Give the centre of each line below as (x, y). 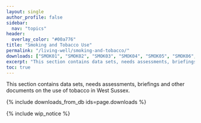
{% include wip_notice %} (38, 113)
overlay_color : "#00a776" (44, 39)
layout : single (25, 12)
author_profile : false (34, 17)
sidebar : (17, 23)
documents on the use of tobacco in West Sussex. (68, 91)
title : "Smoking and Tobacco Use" (49, 45)
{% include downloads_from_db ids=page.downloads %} (76, 102)
